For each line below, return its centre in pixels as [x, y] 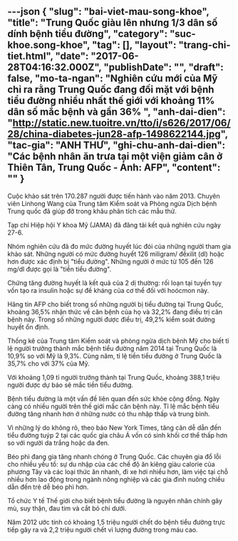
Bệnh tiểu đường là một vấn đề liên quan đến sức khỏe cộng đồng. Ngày [114, 398]
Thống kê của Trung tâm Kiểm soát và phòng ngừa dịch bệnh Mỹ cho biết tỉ [118, 341]
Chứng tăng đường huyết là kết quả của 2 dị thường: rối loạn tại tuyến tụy [115, 283]
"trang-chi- [204, 45]
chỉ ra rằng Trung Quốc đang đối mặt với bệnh [111, 89]
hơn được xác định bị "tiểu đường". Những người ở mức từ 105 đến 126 [110, 261]
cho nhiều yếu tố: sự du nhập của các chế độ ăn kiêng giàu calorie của [111, 464]
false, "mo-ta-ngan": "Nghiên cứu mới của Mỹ [113, 79]
